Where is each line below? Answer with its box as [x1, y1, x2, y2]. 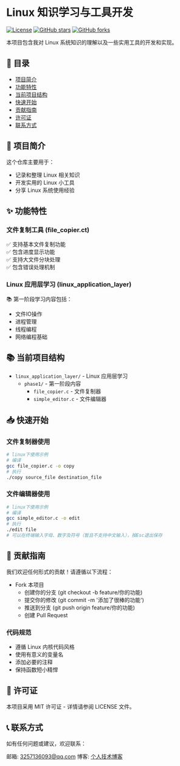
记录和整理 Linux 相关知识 [15, 171, 80, 179]
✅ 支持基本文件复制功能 [6, 241, 66, 248]
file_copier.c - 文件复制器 [33, 388, 102, 395]
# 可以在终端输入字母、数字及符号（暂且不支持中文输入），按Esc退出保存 [6, 533, 163, 539]
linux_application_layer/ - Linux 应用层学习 [15, 372, 128, 380]
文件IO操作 [15, 310, 43, 317]
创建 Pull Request [24, 611, 68, 619]
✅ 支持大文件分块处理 [6, 256, 61, 263]
